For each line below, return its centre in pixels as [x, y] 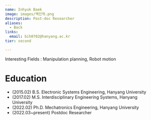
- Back [16, 28]
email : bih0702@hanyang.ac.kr [40, 37]
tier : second [18, 41]
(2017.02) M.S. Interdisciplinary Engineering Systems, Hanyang [75, 97]
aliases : [14, 23]
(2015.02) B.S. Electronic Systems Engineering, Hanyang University [79, 92]
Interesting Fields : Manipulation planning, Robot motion [60, 59]
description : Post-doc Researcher [40, 18]
